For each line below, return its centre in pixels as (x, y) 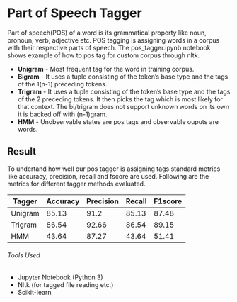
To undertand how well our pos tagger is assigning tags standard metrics (114, 169)
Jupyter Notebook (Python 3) (60, 277)
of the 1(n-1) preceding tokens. (62, 84)
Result (22, 151)
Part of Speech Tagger (75, 13)
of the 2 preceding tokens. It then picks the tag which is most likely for (120, 99)
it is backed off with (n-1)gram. (62, 114)
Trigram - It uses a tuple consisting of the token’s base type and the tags (124, 91)
